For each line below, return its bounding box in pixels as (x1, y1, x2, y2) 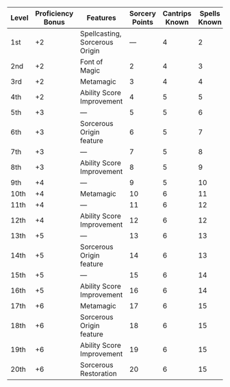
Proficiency (35, 9, 74, 18)
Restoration (79, 369, 118, 378)
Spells (199, 9, 220, 18)
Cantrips (162, 9, 192, 18)
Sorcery (129, 9, 156, 18)
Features (86, 13, 116, 23)
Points (132, 17, 154, 27)
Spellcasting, (79, 29, 122, 38)
